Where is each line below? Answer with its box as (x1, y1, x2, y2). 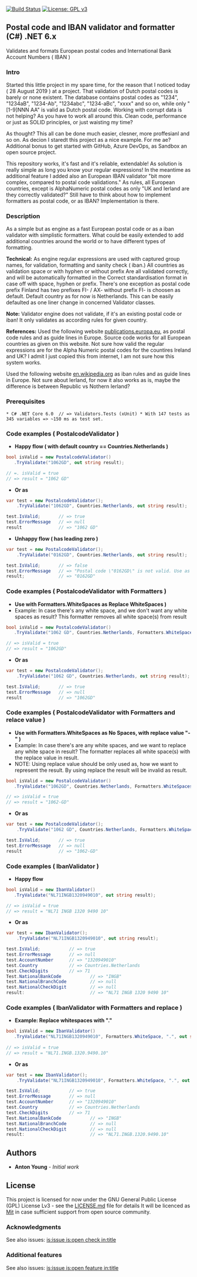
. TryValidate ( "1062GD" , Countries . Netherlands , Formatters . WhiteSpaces (13, 783, 193, 789)
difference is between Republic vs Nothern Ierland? (6, 383, 130, 390)
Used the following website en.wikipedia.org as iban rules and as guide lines (6, 370, 191, 377)
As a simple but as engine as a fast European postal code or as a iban (6, 226, 175, 233)
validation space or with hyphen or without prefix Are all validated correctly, (6, 268, 189, 275)
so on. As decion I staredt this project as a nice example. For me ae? (6, 137, 171, 144)
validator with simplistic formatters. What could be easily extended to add (6, 231, 184, 239)
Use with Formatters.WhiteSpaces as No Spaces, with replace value (14, 729, 184, 736)
